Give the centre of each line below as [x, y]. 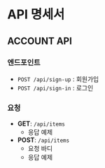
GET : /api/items [41, 124]
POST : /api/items [43, 140]
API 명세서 [36, 14]
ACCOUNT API [40, 41]
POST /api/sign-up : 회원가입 [58, 79]
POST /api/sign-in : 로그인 [55, 88]
